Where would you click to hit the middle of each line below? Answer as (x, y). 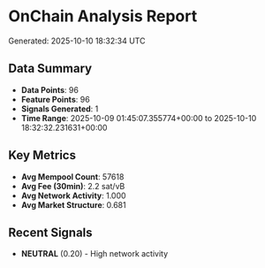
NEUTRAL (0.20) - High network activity (95, 254)
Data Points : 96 (49, 89)
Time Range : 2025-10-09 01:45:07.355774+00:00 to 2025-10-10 (139, 118)
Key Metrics (42, 155)
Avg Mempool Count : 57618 (72, 176)
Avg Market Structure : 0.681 (73, 204)
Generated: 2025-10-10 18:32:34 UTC (77, 41)
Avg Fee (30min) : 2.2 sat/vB (73, 186)
